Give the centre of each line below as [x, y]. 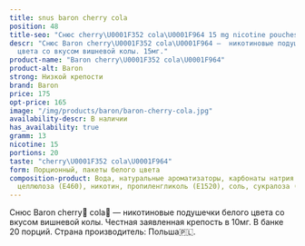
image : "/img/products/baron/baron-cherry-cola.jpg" [111, 111]
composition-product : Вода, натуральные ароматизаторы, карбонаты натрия [152, 178]
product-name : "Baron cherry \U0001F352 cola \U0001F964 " [117, 60]
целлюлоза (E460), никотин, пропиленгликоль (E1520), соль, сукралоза [154, 187]
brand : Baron [34, 85]
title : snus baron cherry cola [69, 18]
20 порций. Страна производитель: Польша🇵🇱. [103, 231]
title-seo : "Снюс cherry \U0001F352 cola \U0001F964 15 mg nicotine [138, 34]
